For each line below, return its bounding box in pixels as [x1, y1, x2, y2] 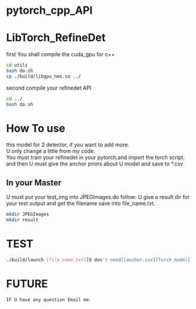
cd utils [6, 62, 28, 69]
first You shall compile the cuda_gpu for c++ [6, 51, 115, 58]
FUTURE [6, 277, 48, 290]
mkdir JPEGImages [6, 212, 49, 218]
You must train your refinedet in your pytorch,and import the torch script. [6, 154, 185, 161]
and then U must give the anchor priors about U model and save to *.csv [6, 160, 183, 167]
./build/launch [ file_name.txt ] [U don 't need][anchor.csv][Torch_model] [6, 256, 191, 263]
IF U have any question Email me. [6, 296, 92, 302]
